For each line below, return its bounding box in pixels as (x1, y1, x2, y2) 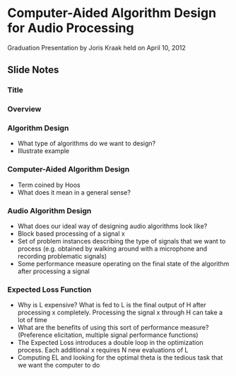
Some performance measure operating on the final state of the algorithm (17, 260, 230, 268)
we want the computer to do (17, 361, 100, 370)
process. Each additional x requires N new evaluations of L (17, 346, 189, 355)
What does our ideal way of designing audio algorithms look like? (17, 222, 208, 231)
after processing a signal (17, 267, 90, 275)
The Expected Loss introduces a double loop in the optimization (17, 338, 203, 347)
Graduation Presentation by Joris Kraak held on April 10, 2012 (7, 43, 186, 52)
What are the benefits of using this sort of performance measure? (17, 324, 209, 332)
